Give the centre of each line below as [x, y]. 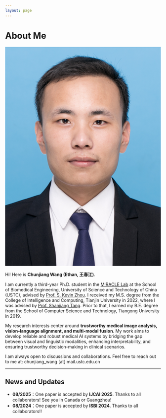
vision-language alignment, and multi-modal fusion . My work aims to [77, 331]
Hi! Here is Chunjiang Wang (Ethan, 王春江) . [50, 274]
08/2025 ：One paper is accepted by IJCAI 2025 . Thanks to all [77, 394]
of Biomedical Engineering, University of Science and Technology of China [81, 289]
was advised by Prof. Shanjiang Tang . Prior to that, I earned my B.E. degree [82, 305]
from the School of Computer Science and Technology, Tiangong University [82, 311]
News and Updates [35, 382]
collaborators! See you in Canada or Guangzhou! [62, 400]
